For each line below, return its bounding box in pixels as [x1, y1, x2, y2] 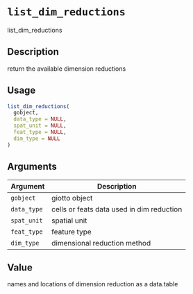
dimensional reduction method [51, 238, 151, 248]
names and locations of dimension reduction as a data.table [7, 280, 178, 288]
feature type [51, 227, 92, 236]
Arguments [7, 161, 58, 173]
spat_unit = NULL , [13, 122, 67, 130]
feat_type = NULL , [13, 129, 67, 136]
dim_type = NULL [13, 135, 60, 142]
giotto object [51, 193, 93, 202]
